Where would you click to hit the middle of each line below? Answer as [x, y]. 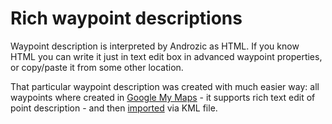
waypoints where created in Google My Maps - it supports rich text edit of [163, 97]
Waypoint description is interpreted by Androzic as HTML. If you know [155, 46]
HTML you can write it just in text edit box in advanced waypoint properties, [166, 56]
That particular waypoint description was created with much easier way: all [165, 86]
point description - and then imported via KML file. [114, 108]
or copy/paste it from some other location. [97, 67]
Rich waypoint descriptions [126, 18]
